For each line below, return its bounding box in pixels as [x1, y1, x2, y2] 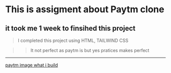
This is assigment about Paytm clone [5, 4, 164, 15]
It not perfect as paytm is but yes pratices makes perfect [30, 47, 150, 53]
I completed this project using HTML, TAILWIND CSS [17, 37, 129, 43]
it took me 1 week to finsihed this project [5, 24, 136, 33]
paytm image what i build [5, 62, 59, 68]
